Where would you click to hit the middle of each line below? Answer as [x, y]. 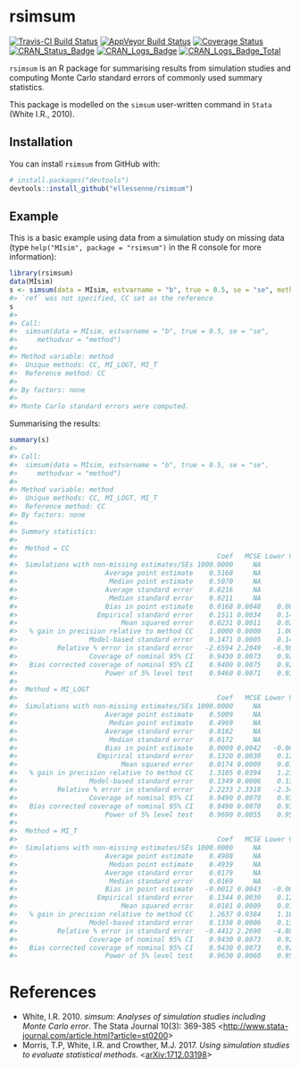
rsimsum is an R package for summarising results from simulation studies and [150, 68]
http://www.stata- [255, 1026]
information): [33, 257]
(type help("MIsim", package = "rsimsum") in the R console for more [135, 247]
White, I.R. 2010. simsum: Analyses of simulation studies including [144, 1017]
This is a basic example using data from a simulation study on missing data [147, 238]
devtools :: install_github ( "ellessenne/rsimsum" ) [101, 188]
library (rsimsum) [42, 273]
